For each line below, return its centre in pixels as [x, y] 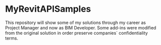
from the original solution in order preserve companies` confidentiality [77, 33]
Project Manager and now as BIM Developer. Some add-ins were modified [81, 27]
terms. [12, 38]
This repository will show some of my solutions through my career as [76, 22]
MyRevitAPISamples [48, 9]
